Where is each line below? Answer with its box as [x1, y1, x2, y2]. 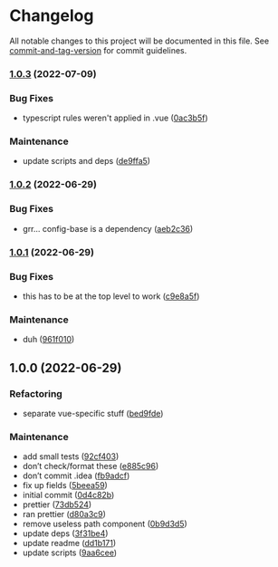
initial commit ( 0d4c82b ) [22, 490, 115, 501]
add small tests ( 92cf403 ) [22, 451, 120, 462]
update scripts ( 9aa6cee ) [22, 547, 118, 558]
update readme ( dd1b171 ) [22, 538, 117, 549]
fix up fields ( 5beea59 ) [22, 480, 109, 491]
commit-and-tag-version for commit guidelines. [9, 44, 187, 55]
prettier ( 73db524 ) [22, 499, 92, 510]
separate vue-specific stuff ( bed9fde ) [22, 408, 164, 418]
